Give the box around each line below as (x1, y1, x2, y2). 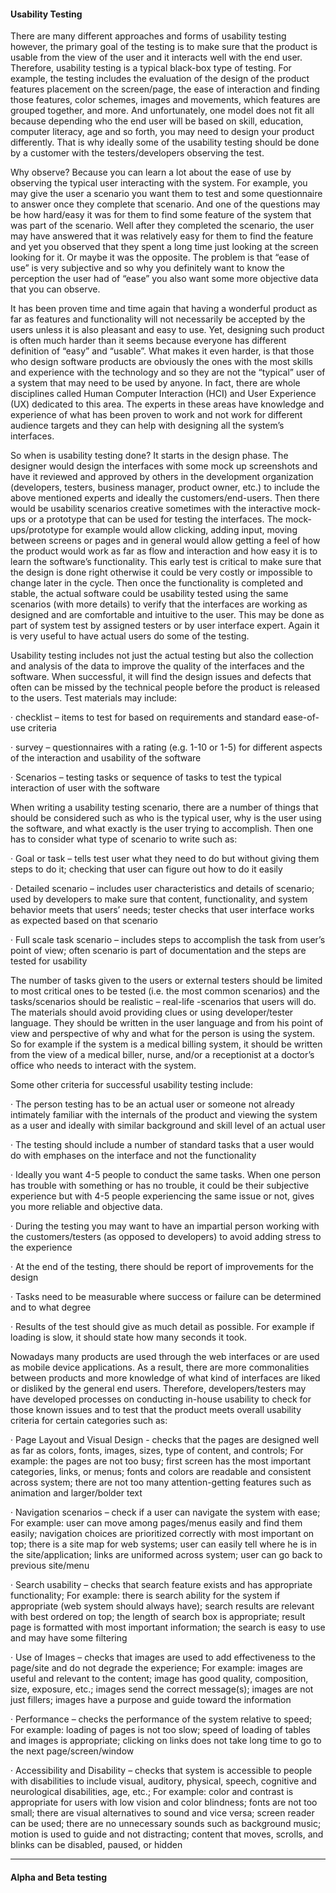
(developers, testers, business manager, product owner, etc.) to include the (10, 481, 320, 494)
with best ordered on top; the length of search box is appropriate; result (10, 1611, 306, 1623)
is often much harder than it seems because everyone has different (10, 335, 287, 347)
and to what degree (10, 1301, 92, 1314)
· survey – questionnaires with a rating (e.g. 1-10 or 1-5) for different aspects (10, 741, 323, 754)
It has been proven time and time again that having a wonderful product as (10, 303, 318, 315)
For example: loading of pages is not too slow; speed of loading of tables (10, 1724, 311, 1736)
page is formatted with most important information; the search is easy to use (10, 1621, 326, 1634)
